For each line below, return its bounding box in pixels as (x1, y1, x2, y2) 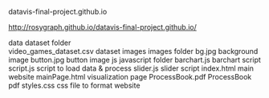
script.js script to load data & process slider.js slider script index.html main (8, 63, 255, 73)
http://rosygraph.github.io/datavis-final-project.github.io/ (8, 22, 197, 31)
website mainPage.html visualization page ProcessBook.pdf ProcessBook (8, 72, 252, 81)
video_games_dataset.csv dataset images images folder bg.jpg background (8, 47, 259, 55)
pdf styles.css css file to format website (8, 80, 141, 90)
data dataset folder (8, 38, 71, 47)
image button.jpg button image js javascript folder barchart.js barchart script (8, 55, 261, 64)
